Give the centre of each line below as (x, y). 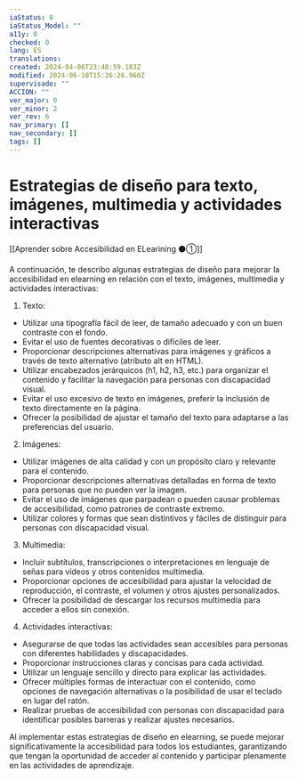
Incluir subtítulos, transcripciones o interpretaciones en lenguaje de (145, 562)
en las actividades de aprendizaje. (72, 765)
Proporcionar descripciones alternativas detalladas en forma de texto (149, 480)
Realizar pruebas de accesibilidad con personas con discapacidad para (153, 710)
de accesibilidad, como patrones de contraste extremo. (123, 508)
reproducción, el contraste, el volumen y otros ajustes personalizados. (151, 590)
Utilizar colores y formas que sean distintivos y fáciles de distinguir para (154, 518)
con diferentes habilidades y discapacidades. (105, 653)
